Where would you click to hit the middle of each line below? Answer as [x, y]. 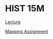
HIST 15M [25, 9]
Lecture [13, 22]
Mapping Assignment [26, 31]
